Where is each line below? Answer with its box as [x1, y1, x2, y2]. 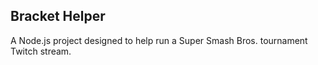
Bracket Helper [10, 8, 106, 25]
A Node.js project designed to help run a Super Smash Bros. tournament [10, 34, 308, 46]
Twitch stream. [10, 45, 72, 57]
